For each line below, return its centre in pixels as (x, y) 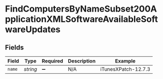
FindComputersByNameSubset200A (81, 9)
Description (82, 61)
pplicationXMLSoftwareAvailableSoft (81, 19)
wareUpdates (33, 30)
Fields (15, 47)
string (30, 69)
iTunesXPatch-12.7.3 (126, 69)
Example (125, 61)
